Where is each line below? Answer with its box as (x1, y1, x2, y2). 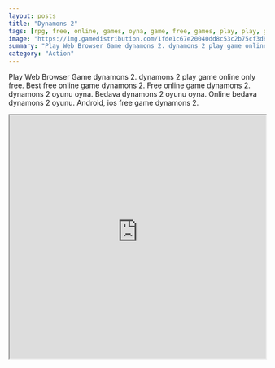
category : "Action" (8, 50, 75, 58)
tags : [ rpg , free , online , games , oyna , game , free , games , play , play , (8, 27, 260, 35)
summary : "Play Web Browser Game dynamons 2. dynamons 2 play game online (8, 42, 268, 50)
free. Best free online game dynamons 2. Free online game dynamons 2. (8, 80, 251, 90)
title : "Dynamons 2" (8, 19, 79, 28)
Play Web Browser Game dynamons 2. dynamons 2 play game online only (8, 72, 256, 81)
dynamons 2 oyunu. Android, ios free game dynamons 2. (8, 98, 199, 107)
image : (8, 34, 31, 43)
